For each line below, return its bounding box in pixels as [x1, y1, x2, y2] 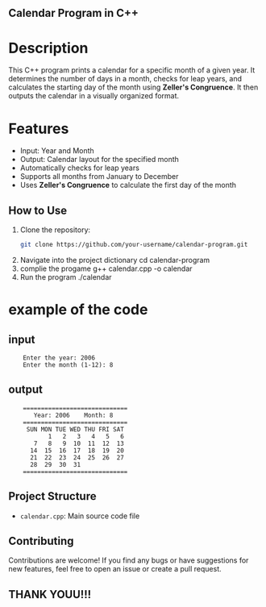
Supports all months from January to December [19, 172, 179, 181]
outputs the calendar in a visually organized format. [8, 91, 180, 101]
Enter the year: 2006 [23, 354, 95, 362]
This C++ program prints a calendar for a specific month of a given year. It [8, 65, 256, 75]
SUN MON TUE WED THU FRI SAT [26, 425, 125, 434]
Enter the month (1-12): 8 [23, 360, 114, 369]
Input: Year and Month [19, 146, 94, 156]
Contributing [8, 534, 74, 547]
